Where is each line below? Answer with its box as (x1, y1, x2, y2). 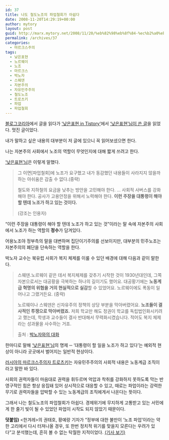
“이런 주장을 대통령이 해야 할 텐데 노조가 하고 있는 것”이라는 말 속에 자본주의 (5, 221, 154, 227)
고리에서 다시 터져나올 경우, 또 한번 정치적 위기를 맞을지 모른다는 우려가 (10, 423, 150, 429)
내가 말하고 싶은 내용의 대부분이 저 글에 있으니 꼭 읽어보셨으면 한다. (5, 137, 137, 143)
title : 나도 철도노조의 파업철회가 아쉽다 (5, 12, 79, 17)
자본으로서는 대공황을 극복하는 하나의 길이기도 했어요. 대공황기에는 (17, 278, 148, 284)
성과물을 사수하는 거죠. (27, 321, 72, 326)
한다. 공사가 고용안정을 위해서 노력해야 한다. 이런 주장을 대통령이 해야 (27, 193, 162, 199)
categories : (5, 40, 30, 45)
